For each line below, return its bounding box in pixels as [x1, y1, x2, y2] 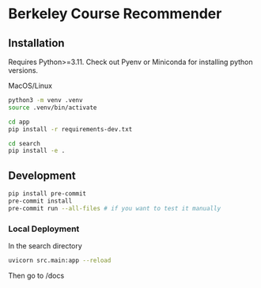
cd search [8, 139, 41, 147]
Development [8, 169, 77, 182]
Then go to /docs [8, 271, 65, 280]
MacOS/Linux [8, 81, 53, 90]
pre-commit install [8, 197, 73, 205]
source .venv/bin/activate [8, 104, 97, 112]
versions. [8, 66, 38, 75]
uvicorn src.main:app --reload [8, 256, 112, 264]
